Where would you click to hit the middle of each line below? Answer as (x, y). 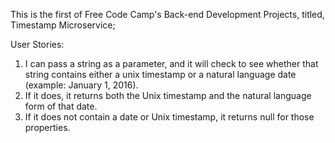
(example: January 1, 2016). (81, 85)
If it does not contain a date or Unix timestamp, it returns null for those (169, 117)
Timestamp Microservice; (63, 25)
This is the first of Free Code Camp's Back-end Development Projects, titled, (167, 14)
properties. (47, 127)
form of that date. (61, 106)
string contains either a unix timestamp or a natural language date (160, 74)
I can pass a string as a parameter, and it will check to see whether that (171, 63)
